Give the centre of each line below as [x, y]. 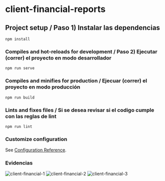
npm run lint [19, 126]
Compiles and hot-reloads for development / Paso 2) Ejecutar [81, 51]
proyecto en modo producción [43, 87]
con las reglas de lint [31, 116]
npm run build [20, 97]
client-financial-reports [55, 9]
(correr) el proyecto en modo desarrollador [58, 57]
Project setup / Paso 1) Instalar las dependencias [83, 28]
